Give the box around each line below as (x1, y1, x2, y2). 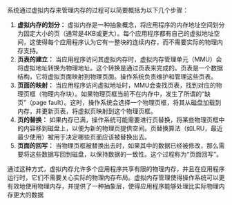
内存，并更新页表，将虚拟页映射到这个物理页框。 (17, 107, 157, 115)
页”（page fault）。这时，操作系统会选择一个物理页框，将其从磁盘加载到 (17, 99, 222, 106)
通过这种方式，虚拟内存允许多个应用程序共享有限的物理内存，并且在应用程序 (7, 165, 225, 173)
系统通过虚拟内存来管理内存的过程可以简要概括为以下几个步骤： (7, 6, 188, 14)
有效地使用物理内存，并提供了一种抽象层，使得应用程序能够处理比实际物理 (7, 182, 219, 190)
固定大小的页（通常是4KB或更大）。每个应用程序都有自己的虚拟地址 (23, 30, 214, 37)
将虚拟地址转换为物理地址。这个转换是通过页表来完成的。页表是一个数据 (17, 64, 223, 72)
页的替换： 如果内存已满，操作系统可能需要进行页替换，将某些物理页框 (17, 116, 219, 124)
